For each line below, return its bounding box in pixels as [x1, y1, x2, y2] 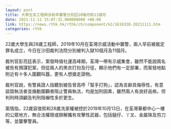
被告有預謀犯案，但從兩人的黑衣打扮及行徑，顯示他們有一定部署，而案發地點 [5, 65, 166, 71]
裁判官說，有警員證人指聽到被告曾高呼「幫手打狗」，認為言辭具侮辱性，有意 [5, 82, 164, 88]
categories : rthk [5, 27, 42, 32]
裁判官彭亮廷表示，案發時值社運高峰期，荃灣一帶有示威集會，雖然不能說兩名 [5, 58, 166, 64]
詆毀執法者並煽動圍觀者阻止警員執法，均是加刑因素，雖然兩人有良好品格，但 [5, 88, 166, 94]
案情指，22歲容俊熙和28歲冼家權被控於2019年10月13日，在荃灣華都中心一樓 [5, 106, 165, 112]
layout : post [5, 7, 33, 13]
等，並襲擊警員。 [5, 118, 41, 124]
